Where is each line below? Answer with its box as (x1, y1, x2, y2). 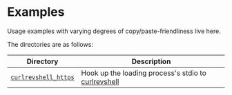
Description (131, 56, 171, 66)
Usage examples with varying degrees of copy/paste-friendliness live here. (7, 27, 221, 35)
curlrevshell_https (10, 73, 75, 81)
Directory (26, 56, 59, 66)
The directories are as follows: (7, 40, 93, 48)
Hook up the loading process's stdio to (81, 68, 207, 78)
